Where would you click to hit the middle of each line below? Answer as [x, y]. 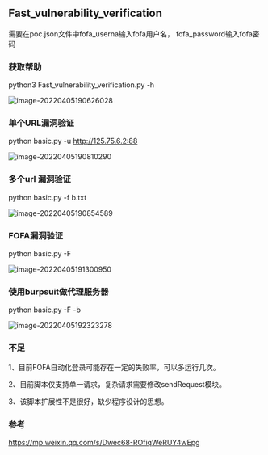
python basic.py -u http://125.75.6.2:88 [73, 141]
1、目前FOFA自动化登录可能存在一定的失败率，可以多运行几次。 [114, 367]
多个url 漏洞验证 [40, 179]
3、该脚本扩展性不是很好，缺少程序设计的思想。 [88, 401]
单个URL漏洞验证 [42, 123]
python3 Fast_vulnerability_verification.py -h [82, 85]
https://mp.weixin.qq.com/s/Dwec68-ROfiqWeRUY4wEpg [104, 442]
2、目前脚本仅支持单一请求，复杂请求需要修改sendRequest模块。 [117, 384]
